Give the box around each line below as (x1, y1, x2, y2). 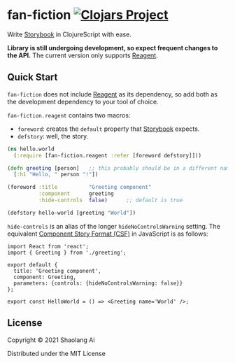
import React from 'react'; (7, 243, 90, 250)
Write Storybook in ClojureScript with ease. (7, 30, 131, 38)
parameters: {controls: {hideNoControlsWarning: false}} (13, 280, 183, 287)
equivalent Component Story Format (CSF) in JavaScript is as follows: (7, 229, 208, 238)
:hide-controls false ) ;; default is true (38, 197, 183, 204)
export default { (7, 261, 58, 269)
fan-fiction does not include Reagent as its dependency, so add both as (7, 90, 218, 98)
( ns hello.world (7, 145, 55, 152)
